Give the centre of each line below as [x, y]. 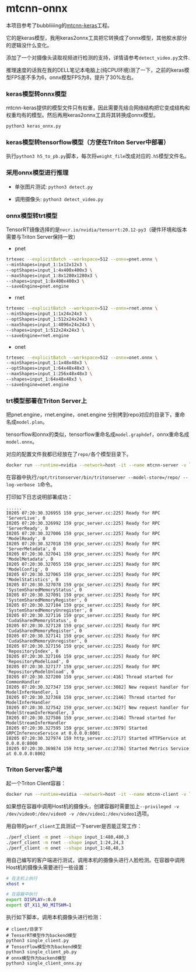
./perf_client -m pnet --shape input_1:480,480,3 [68, 837]
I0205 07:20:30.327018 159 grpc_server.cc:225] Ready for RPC [83, 544]
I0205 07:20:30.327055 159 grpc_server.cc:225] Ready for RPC [83, 564]
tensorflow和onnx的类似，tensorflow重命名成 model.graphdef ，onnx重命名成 [98, 434]
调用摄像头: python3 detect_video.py [59, 199]
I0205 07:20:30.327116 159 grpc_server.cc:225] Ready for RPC [83, 615]
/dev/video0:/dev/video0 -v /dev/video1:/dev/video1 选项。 [79, 814]
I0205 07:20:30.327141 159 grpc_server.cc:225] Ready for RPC [83, 636]
